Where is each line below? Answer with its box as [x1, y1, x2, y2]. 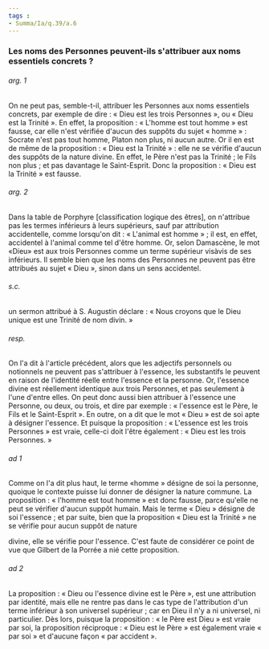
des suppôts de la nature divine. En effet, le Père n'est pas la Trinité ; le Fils [8, 152, 257, 161]
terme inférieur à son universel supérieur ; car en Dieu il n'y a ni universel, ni [8, 606, 261, 615]
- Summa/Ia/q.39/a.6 [8, 19, 78, 27]
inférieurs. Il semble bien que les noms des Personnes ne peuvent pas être [8, 255, 255, 264]
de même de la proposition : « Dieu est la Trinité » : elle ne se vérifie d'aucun [8, 143, 262, 153]
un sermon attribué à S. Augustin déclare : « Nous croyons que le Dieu [8, 307, 242, 316]
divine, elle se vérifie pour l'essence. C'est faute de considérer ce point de [8, 537, 255, 546]
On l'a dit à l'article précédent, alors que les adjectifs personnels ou [8, 358, 232, 368]
